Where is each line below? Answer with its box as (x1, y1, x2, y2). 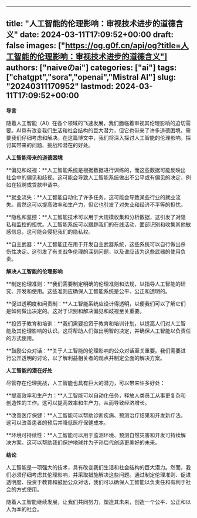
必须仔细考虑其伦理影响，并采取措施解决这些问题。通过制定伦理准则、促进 (11, 471, 191, 478)
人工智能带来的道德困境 (6, 154, 63, 161)
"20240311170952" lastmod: (6, 82, 114, 92)
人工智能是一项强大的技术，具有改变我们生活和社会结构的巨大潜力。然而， (6, 463, 186, 470)
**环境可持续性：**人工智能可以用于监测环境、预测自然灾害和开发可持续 (6, 431, 181, 438)
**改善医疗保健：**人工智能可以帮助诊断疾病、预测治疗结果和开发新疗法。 (6, 412, 186, 419)
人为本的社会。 (6, 506, 42, 513)
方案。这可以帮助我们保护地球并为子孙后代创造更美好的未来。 (11, 439, 160, 446)
